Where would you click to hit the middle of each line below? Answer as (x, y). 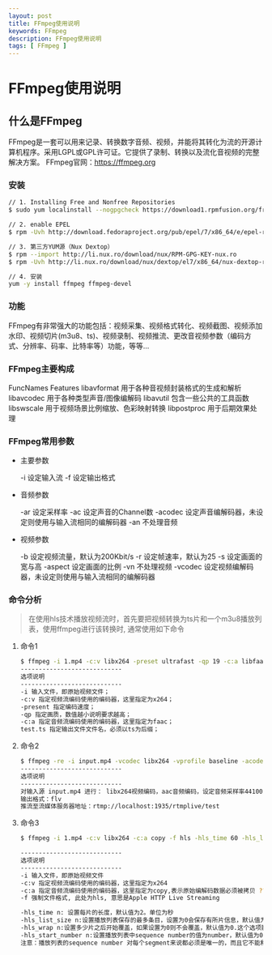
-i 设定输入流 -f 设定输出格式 (68, 478)
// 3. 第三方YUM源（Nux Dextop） (61, 247)
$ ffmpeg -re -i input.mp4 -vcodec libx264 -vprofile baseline (129, 761)
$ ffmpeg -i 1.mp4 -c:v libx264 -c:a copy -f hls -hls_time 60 (129, 838)
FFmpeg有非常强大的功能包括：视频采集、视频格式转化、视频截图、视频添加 (136, 326)
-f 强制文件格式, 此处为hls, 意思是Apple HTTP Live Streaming (120, 898)
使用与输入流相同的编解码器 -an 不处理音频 (106, 522)
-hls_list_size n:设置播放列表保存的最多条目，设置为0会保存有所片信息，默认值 (140, 920)
